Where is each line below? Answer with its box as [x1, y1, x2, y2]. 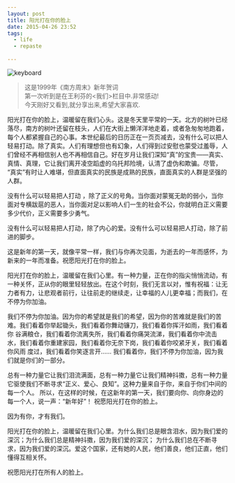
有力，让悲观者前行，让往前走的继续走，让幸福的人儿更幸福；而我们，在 [19, 288, 228, 297]
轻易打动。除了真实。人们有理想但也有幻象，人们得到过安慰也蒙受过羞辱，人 [7, 141, 228, 150]
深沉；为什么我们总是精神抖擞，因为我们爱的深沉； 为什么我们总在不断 [7, 435, 211, 444]
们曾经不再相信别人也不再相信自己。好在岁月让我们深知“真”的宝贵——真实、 [7, 150, 227, 158]
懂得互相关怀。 [7, 453, 50, 461]
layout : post [7, 10, 45, 17]
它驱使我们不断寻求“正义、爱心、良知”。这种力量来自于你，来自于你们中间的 [7, 379, 227, 388]
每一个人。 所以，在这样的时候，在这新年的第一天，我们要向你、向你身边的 [7, 388, 224, 396]
